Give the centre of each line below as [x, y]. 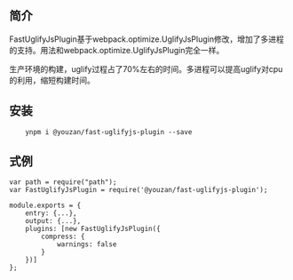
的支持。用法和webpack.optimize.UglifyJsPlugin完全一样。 [117, 50]
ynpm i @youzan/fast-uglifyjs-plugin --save [109, 132]
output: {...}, [53, 221]
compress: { [63, 237]
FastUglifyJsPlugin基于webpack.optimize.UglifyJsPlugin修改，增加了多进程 [146, 39]
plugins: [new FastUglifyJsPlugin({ [93, 229]
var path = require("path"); [63, 182]
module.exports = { [45, 206]
